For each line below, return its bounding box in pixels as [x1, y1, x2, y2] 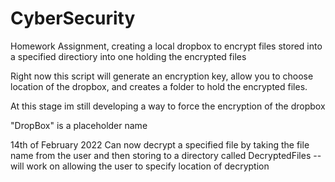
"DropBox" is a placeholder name [10, 119, 148, 131]
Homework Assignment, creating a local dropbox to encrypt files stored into [10, 40, 323, 52]
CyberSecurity [10, 7, 136, 30]
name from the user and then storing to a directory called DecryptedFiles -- [10, 149, 322, 161]
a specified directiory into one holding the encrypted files [10, 50, 247, 62]
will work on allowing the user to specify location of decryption [10, 160, 270, 172]
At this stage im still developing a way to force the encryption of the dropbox [10, 100, 326, 112]
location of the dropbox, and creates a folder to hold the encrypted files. [10, 80, 308, 92]
